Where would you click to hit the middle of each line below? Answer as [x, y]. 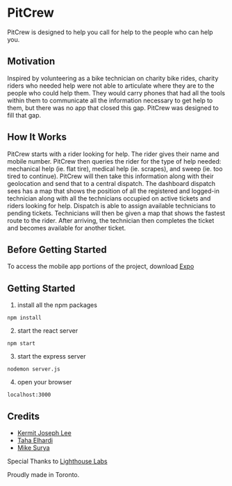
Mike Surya [33, 448]
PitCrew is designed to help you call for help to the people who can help [110, 32]
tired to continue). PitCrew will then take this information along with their [110, 176]
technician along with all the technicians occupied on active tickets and [109, 198]
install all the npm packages [57, 305]
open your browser [44, 382]
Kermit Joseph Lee [44, 433]
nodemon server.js [34, 369]
